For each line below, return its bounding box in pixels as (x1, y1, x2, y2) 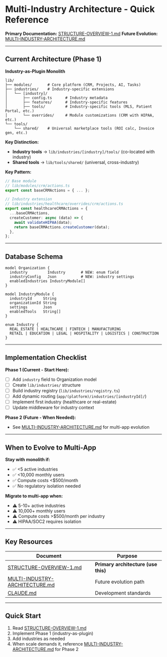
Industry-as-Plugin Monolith (5, 68, 66, 74)
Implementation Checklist (5, 353, 87, 362)
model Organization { (5, 266, 50, 271)
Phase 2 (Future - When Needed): (5, 415, 76, 421)
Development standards (94, 589, 151, 596)
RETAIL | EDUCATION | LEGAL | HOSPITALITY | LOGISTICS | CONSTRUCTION (9, 331, 159, 336)
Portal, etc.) (5, 108, 35, 113)
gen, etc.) (5, 130, 28, 135)
